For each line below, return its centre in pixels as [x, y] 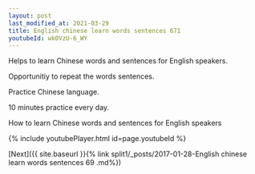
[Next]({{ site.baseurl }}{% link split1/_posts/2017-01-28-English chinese [128, 154]
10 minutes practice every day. [59, 107]
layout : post [30, 16]
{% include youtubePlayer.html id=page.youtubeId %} [97, 139]
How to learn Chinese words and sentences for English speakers [115, 123]
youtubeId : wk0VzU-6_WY [48, 38]
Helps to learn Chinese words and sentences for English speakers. [118, 61]
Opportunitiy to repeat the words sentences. [81, 76]
